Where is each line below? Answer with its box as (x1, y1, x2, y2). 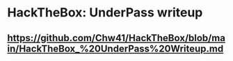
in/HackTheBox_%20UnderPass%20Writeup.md (7, 42, 224, 54)
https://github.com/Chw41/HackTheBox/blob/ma (7, 32, 226, 44)
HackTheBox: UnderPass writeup (7, 5, 203, 21)
